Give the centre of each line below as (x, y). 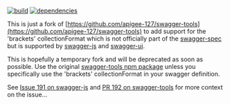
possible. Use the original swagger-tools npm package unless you (101, 66)
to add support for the (175, 31)
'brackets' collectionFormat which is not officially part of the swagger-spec (114, 39)
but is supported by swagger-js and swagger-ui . (76, 46)
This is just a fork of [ (37, 24)
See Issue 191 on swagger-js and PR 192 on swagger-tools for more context (115, 87)
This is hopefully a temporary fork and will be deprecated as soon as (105, 59)
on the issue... (27, 94)
